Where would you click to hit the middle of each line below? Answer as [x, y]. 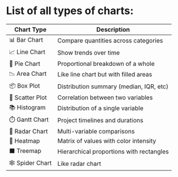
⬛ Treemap [25, 151]
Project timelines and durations [100, 121]
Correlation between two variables [105, 97]
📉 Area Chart [28, 74]
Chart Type [31, 29]
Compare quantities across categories [110, 41]
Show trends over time [89, 53]
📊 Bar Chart [26, 39]
